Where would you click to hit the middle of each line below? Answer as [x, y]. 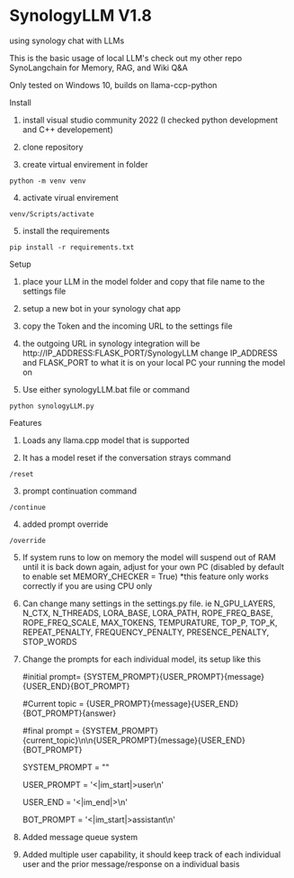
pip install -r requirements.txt [72, 247]
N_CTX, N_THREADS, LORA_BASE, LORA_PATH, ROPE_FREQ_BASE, [148, 612]
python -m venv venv [48, 181]
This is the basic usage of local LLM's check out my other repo [126, 58]
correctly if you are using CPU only [87, 585]
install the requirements [66, 231]
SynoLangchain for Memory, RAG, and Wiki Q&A [99, 68]
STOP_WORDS [49, 641]
